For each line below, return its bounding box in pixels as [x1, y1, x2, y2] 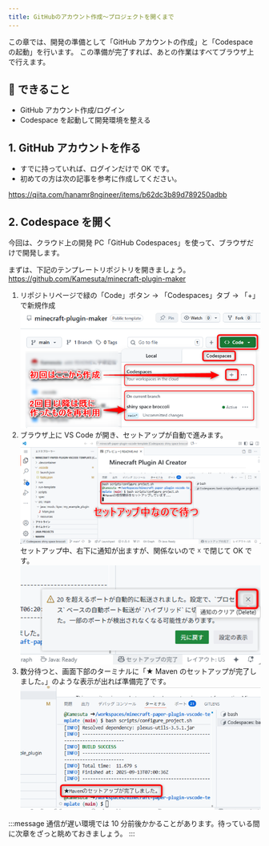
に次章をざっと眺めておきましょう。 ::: [8, 828, 135, 838]
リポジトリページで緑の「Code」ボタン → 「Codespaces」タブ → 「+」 [19, 291, 260, 300]
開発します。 [22, 248, 64, 258]
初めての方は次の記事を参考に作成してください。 [19, 174, 182, 183]
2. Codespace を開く [8, 215, 114, 228]
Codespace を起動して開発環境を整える [19, 115, 151, 125]
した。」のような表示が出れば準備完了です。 [26, 677, 171, 687]
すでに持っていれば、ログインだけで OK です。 [19, 164, 174, 174]
